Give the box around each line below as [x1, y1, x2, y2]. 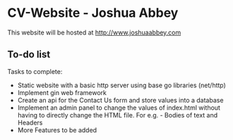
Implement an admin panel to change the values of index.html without [17, 103, 221, 112]
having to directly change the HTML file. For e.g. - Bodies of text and [17, 110, 218, 119]
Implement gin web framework [17, 88, 107, 96]
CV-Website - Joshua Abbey [7, 5, 179, 21]
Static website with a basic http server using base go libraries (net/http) [17, 81, 226, 89]
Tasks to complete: [7, 67, 63, 75]
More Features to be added [17, 125, 97, 134]
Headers [17, 118, 43, 127]
